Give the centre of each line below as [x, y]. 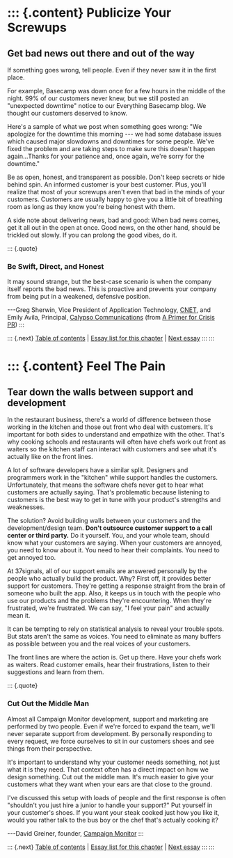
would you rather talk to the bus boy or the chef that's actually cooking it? [113, 820]
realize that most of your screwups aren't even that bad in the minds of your [116, 192]
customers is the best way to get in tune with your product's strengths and [114, 500]
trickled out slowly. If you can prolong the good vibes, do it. [92, 235]
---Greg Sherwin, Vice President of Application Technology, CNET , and [109, 310]
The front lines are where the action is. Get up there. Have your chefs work [114, 657]
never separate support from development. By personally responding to [110, 733]
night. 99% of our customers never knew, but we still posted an [98, 98]
